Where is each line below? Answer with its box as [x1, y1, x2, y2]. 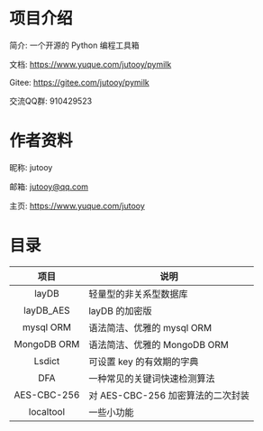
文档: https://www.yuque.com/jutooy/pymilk [9, 59, 172, 69]
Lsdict [33, 354, 60, 367]
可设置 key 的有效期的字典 [88, 355, 199, 368]
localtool [28, 405, 66, 417]
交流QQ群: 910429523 [9, 96, 93, 106]
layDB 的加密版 [88, 304, 152, 316]
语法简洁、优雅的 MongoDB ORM [88, 338, 230, 351]
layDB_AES [23, 304, 70, 316]
